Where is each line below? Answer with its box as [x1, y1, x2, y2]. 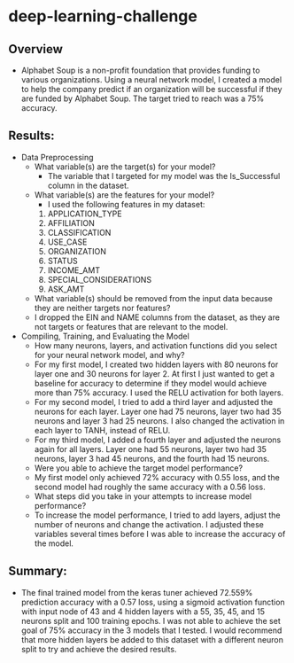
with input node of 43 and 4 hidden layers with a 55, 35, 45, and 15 [20, 605, 265, 617]
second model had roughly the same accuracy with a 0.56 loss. [34, 481, 267, 492]
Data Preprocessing [20, 152, 94, 162]
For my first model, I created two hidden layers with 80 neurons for [34, 359, 279, 370]
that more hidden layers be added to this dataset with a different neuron [20, 634, 284, 644]
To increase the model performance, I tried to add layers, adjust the [34, 510, 281, 520]
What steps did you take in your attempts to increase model [34, 490, 252, 502]
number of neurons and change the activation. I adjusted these [34, 519, 265, 529]
